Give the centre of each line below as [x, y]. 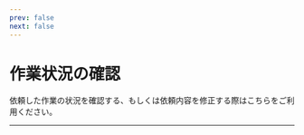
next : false [32, 26]
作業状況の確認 [65, 74]
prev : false [32, 18]
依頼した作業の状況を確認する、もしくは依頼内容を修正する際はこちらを [144, 101]
